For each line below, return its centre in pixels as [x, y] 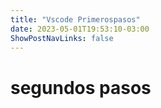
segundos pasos [81, 87]
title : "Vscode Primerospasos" [75, 19]
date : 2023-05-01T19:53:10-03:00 [80, 29]
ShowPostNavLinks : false [62, 38]
